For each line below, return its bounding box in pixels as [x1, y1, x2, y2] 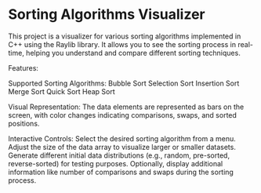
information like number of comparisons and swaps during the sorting [8, 167, 234, 177]
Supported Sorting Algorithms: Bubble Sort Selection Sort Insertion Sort [8, 78, 240, 88]
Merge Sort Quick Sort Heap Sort [8, 86, 115, 96]
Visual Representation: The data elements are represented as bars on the [8, 102, 245, 111]
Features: [8, 63, 39, 72]
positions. [8, 118, 40, 128]
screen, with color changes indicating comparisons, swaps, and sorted [8, 110, 237, 119]
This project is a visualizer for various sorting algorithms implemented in [8, 31, 241, 41]
